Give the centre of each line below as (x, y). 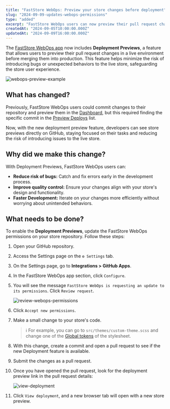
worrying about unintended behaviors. (53, 203)
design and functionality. (39, 192)
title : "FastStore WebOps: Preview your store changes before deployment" (86, 10)
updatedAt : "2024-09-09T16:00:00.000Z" (48, 33)
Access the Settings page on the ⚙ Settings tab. (63, 256)
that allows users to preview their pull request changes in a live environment (85, 53)
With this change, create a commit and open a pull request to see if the (87, 346)
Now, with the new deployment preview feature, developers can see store (82, 127)
